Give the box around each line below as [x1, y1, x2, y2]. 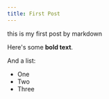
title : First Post [7, 10, 60, 17]
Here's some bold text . [7, 43, 74, 51]
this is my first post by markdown [7, 29, 103, 38]
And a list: [7, 56, 36, 65]
